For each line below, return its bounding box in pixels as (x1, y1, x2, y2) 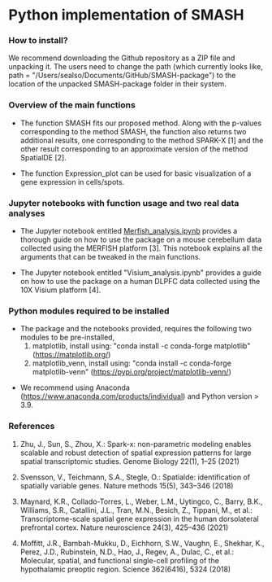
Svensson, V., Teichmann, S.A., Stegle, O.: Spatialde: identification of (19, 472, 250, 482)
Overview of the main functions (8, 99, 136, 111)
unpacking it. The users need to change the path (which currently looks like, (8, 62, 264, 72)
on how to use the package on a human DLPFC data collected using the (19, 277, 261, 287)
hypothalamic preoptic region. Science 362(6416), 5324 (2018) (19, 564, 231, 574)
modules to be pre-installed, (19, 332, 115, 343)
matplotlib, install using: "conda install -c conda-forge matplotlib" (32, 341, 251, 351)
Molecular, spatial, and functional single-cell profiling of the (19, 555, 219, 565)
